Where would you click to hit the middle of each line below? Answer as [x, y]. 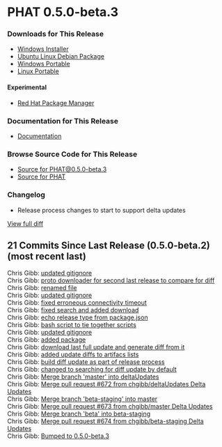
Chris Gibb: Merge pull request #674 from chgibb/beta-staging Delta [105, 421]
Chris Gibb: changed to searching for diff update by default [92, 370]
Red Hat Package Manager [56, 103]
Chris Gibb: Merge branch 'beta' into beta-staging [79, 414]
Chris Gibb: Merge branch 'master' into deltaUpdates [83, 377]
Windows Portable [44, 64]
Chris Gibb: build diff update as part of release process [86, 362]
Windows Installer [43, 49]
